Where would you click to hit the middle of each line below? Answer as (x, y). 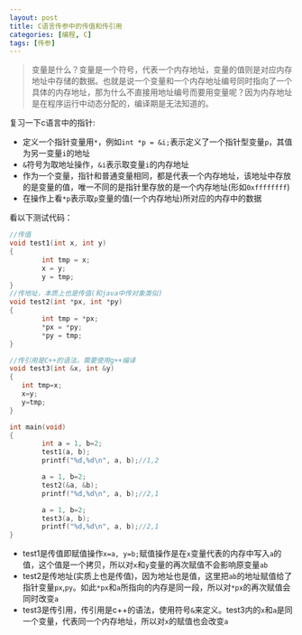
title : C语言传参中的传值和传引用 (66, 26)
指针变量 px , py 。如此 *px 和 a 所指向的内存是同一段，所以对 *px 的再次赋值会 (156, 587)
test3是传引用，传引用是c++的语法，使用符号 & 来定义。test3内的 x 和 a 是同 (157, 610)
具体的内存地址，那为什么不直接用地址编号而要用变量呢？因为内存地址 (162, 92)
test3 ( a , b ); (66, 518)
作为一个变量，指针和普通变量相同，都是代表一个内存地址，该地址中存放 (156, 176)
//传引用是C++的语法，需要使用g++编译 (73, 360)
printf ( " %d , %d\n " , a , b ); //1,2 (101, 461)
